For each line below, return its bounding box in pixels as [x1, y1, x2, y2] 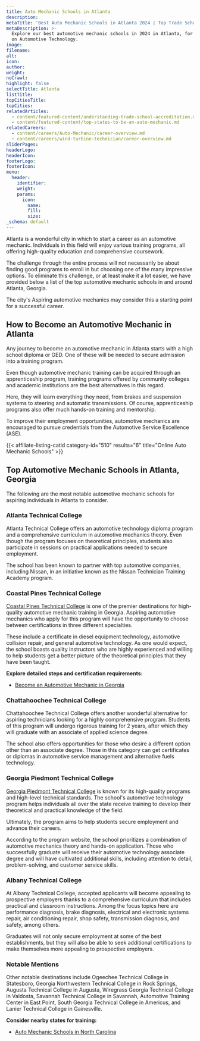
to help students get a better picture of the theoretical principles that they [6, 652, 186, 659]
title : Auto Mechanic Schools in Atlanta [6, 8, 111, 15]
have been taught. [6, 659, 51, 666]
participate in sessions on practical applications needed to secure [6, 544, 168, 551]
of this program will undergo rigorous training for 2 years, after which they [6, 722, 188, 729]
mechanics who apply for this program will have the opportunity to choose [6, 615, 189, 622]
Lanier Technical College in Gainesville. [6, 1005, 102, 1012]
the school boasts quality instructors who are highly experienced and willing [6, 646, 193, 653]
